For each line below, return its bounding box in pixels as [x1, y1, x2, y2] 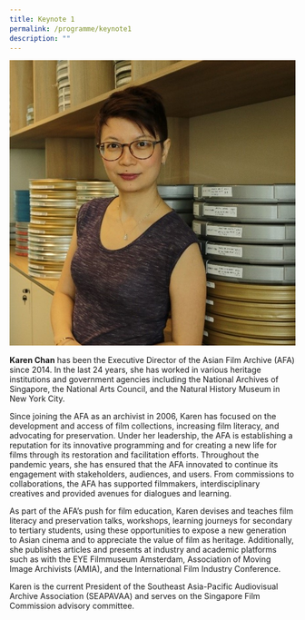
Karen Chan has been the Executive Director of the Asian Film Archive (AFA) [9, 355, 295, 366]
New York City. [9, 393, 65, 404]
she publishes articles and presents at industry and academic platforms [9, 545, 277, 556]
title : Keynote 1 [9, 15, 75, 24]
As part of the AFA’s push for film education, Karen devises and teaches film [9, 506, 293, 517]
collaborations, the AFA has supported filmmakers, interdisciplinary [9, 478, 261, 489]
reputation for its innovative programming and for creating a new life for [9, 440, 277, 451]
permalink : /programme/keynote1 [9, 24, 132, 34]
